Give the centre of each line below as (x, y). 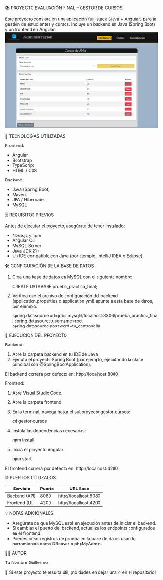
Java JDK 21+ (26, 251)
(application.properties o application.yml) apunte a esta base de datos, (83, 301)
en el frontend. (27, 533)
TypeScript (23, 165)
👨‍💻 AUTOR (16, 553)
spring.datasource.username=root (49, 321)
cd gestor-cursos (29, 421)
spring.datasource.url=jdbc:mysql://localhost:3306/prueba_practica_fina (85, 315)
